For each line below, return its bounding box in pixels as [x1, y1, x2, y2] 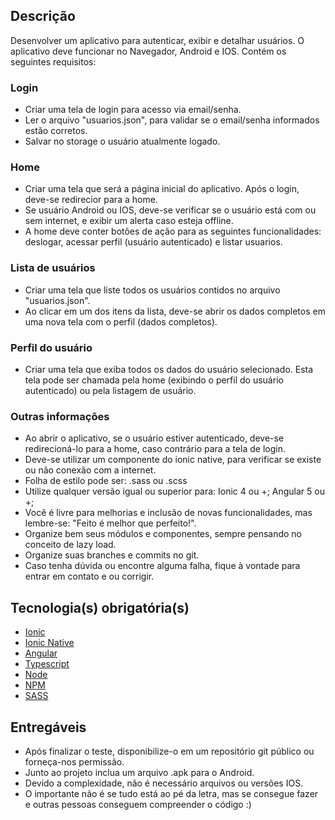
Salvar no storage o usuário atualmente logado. [24, 135, 221, 148]
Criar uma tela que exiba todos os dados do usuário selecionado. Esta [24, 364, 314, 375]
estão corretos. [24, 125, 88, 137]
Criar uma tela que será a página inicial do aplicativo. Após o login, [24, 183, 300, 195]
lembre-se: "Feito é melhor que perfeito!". [24, 517, 197, 529]
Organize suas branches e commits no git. [24, 549, 200, 561]
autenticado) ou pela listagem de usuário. [24, 385, 197, 396]
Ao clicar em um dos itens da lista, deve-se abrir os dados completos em [24, 305, 326, 317]
